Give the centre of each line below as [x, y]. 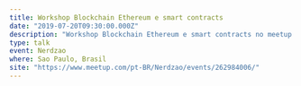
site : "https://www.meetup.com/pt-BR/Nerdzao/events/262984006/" [134, 68]
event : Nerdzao [38, 51]
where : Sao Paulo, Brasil [58, 59]
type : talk [30, 43]
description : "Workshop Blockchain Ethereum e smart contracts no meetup [151, 34]
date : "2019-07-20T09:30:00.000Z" [74, 26]
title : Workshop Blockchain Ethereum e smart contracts [116, 17]
